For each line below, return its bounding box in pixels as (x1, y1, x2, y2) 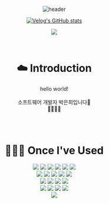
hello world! (39, 85, 69, 92)
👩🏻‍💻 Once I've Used (5, 144, 104, 157)
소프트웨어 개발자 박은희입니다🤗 (18, 98, 91, 106)
